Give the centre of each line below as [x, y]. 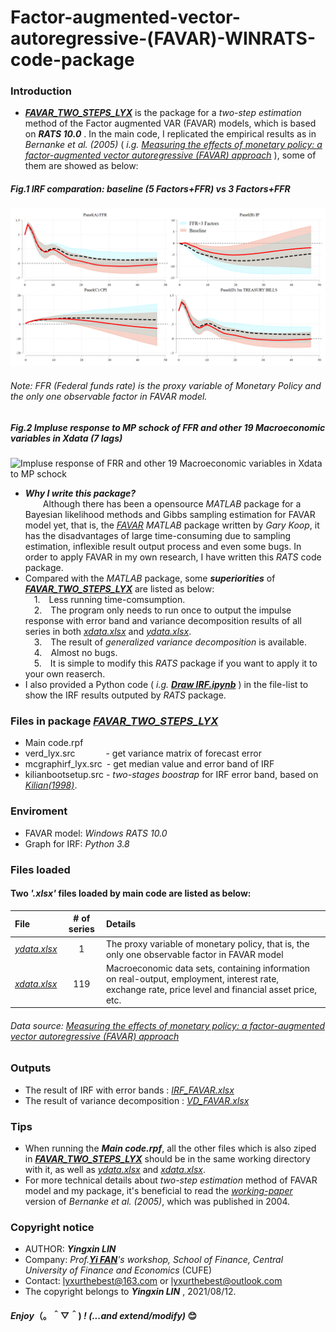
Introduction [41, 91]
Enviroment [39, 811]
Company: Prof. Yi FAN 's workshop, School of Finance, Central [154, 1260]
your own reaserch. [65, 674]
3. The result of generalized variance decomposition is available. [170, 642]
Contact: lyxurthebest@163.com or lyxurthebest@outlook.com [153, 1281]
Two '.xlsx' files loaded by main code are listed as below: [131, 893]
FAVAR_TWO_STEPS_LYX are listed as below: [119, 589]
